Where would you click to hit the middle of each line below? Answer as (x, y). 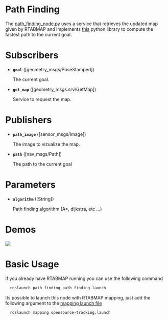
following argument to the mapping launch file (54, 303)
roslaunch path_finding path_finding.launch (58, 288)
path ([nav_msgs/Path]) (37, 154)
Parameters (31, 185)
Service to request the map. (42, 99)
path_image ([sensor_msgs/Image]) (49, 134)
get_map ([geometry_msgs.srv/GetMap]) (54, 89)
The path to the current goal (42, 164)
